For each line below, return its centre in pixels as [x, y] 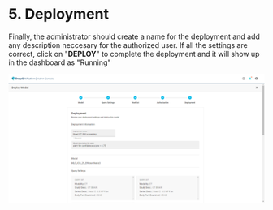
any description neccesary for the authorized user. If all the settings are [128, 45]
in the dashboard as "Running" [60, 62]
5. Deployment [59, 14]
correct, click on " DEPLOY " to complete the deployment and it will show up [134, 54]
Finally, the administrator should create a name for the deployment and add [134, 36]
